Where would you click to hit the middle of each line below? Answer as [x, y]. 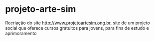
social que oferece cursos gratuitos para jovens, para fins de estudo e [77, 28]
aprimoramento [21, 33]
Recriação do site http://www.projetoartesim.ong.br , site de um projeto [78, 23]
